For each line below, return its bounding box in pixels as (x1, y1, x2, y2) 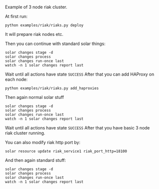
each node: (5, 77, 28, 82)
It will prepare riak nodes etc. (5, 31, 64, 37)
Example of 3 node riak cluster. (5, 4, 68, 10)
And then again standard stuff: (5, 157, 66, 163)
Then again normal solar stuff (5, 94, 64, 100)
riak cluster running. (5, 130, 45, 136)
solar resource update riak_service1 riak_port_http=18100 (5, 149, 127, 154)
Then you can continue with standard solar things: (5, 41, 106, 47)
